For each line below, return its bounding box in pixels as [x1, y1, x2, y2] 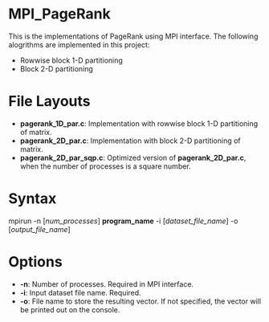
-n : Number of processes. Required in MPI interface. [19, 279, 194, 289]
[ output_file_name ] [8, 224, 71, 234]
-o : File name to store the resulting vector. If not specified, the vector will [19, 296, 262, 306]
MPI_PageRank [8, 5, 111, 23]
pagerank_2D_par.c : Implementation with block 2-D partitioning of [19, 136, 241, 145]
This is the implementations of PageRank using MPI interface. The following [8, 31, 259, 41]
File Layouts [8, 92, 91, 111]
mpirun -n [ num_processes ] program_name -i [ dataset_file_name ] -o [8, 216, 238, 226]
